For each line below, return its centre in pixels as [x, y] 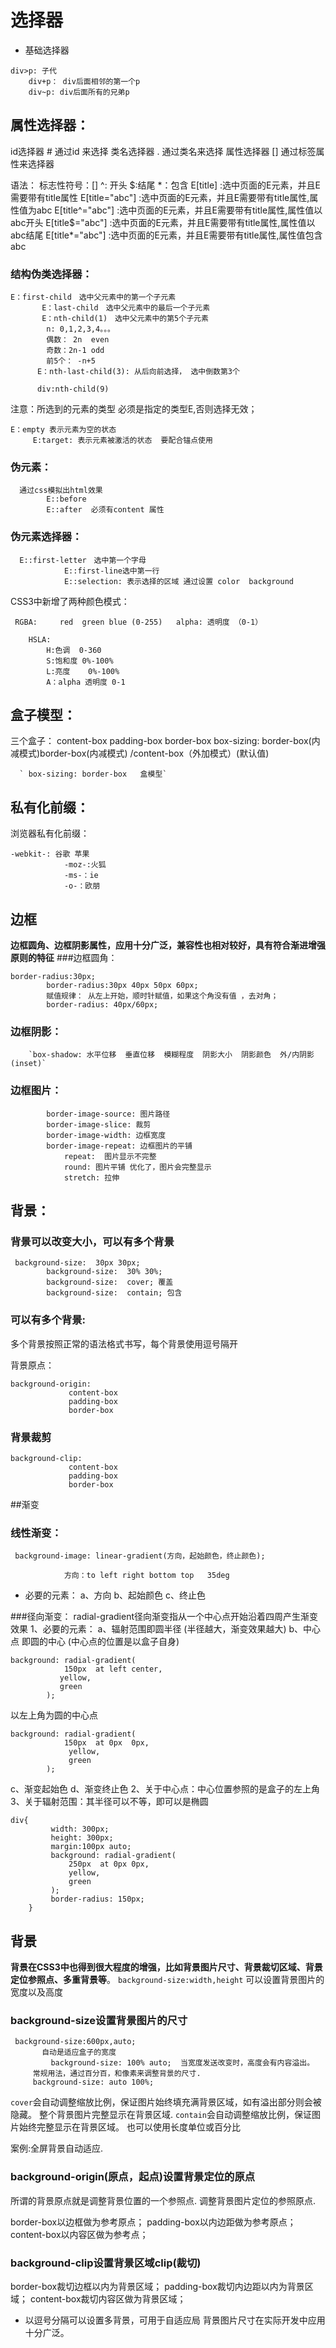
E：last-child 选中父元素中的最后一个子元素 [126, 308]
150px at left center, [113, 1669]
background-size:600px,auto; [75, 2042]
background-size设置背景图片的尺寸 [99, 2020]
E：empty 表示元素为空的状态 [63, 430]
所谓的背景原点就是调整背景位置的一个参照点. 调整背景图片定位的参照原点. [163, 2200]
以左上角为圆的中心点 [54, 1715]
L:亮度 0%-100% [83, 671]
